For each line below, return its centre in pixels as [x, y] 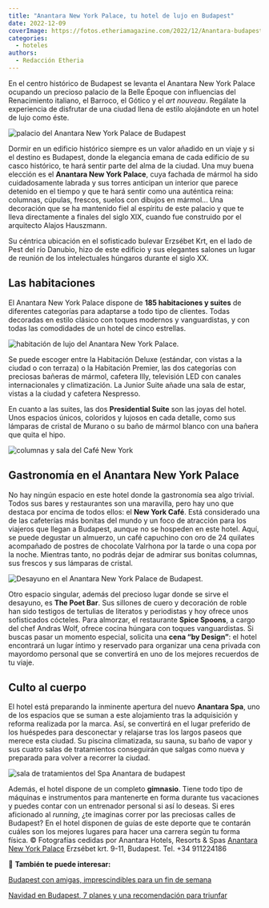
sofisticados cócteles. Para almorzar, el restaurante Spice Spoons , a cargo [132, 620]
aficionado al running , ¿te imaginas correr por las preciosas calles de [122, 815]
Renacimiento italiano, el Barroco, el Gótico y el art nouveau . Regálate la [127, 100]
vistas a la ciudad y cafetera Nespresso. [74, 393]
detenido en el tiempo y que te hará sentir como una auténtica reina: [121, 191]
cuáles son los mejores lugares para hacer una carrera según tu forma [124, 832]
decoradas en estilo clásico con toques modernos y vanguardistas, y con [129, 320]
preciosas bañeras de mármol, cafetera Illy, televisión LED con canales [125, 376]
